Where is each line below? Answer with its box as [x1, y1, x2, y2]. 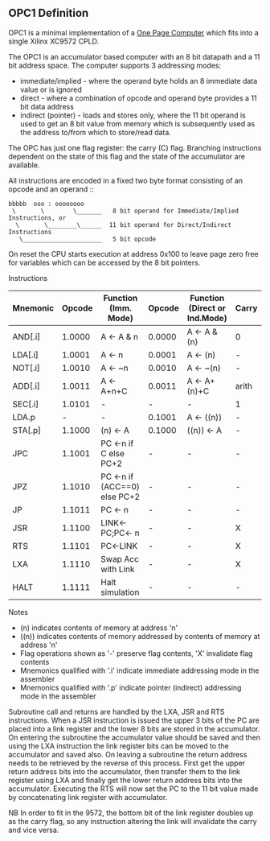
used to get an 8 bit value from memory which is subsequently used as [19, 118, 256, 128]
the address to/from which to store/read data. [19, 127, 171, 137]
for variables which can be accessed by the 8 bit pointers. [8, 258, 201, 267]
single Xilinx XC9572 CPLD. [8, 36, 99, 46]
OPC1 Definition [8, 6, 89, 20]
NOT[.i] [12, 362, 40, 373]
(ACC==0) [100, 480, 141, 492]
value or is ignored [19, 85, 82, 94]
